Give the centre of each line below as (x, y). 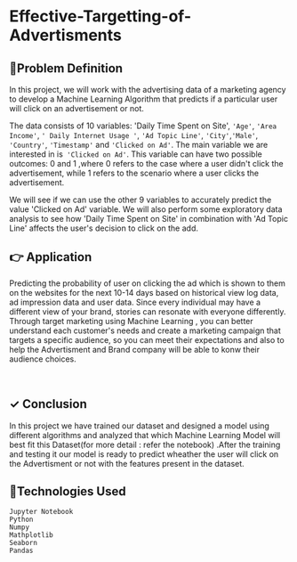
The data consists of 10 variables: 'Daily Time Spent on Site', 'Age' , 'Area (143, 126)
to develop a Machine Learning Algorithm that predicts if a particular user (144, 99)
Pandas (21, 551)
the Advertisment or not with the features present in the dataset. (127, 463)
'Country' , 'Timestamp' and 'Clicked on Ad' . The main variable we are (139, 145)
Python (21, 520)
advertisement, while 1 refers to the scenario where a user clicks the (134, 173)
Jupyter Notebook (41, 512)
